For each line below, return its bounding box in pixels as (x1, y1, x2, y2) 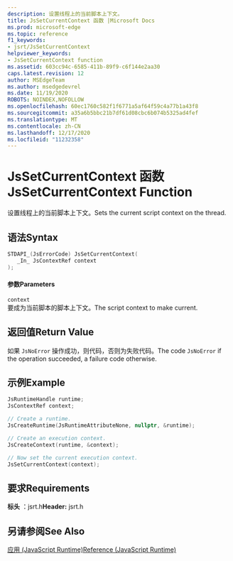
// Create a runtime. (7, 415, 72, 423)
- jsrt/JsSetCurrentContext (7, 43, 91, 50)
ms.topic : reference (7, 30, 69, 38)
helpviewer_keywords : (7, 50, 72, 58)
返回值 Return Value (7, 326, 94, 338)
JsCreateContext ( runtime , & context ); (7, 441, 119, 448)
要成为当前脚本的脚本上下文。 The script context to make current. (7, 303, 198, 312)
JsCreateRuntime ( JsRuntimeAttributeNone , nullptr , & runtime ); (7, 422, 195, 430)
